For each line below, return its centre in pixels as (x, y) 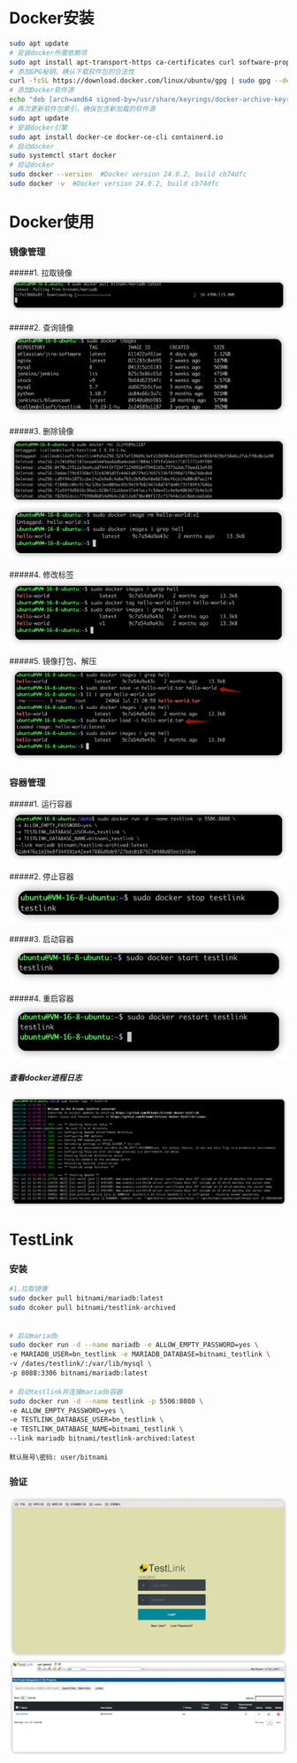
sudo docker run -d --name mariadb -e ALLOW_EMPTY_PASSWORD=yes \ (134, 1345)
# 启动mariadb (34, 1336)
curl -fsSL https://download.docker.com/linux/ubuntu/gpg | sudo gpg (140, 81)
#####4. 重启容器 (42, 998)
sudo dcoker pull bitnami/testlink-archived (92, 1307)
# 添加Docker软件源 (42, 90)
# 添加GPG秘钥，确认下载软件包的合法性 (72, 72)
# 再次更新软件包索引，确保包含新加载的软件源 (83, 109)
